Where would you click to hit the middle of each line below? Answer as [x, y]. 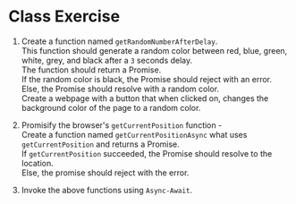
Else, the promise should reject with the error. [105, 173]
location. [38, 163]
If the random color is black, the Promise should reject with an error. [146, 79]
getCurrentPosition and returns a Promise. [100, 144]
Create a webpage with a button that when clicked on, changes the [145, 98]
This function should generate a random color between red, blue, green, [154, 50]
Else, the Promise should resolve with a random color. [120, 89]
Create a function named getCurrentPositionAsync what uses [134, 134]
